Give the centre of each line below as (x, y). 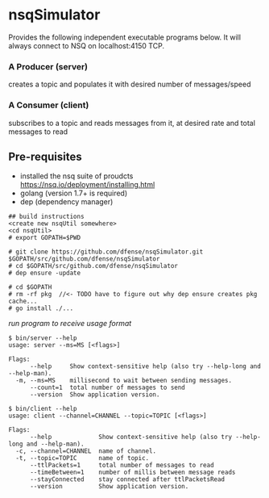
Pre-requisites (45, 156)
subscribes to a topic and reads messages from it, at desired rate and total (132, 123)
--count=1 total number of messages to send (107, 388)
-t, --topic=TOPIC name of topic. (83, 458)
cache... (23, 301)
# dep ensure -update (45, 273)
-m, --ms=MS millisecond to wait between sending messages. (124, 381)
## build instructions (46, 217)
